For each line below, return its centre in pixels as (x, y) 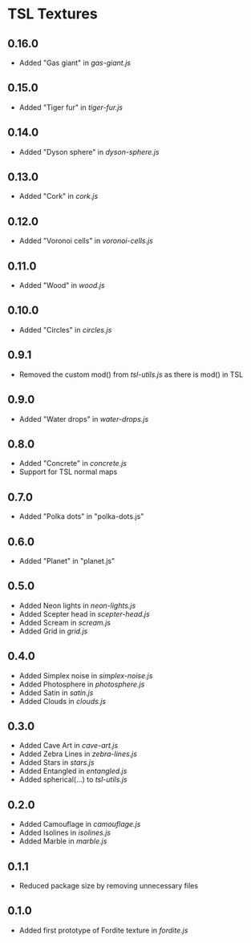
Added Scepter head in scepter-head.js (84, 613)
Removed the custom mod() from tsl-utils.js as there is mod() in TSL (131, 374)
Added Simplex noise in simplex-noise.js (86, 675)
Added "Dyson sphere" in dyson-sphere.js (89, 152)
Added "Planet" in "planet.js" (67, 561)
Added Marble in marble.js (63, 841)
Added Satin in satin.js (56, 692)
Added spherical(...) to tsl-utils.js (73, 779)
